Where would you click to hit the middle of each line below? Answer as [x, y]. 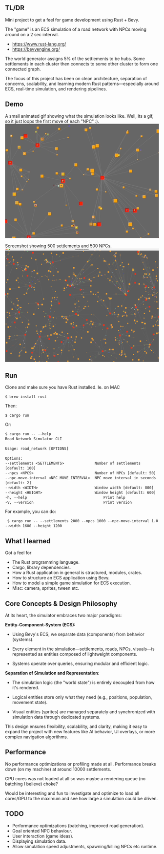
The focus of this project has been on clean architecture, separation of [76, 78]
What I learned [28, 541]
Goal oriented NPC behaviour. [42, 831]
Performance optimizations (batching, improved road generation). [78, 826]
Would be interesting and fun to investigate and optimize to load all [72, 793]
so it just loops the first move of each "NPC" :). [52, 121]
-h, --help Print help [65, 498]
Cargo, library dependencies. [41, 567]
